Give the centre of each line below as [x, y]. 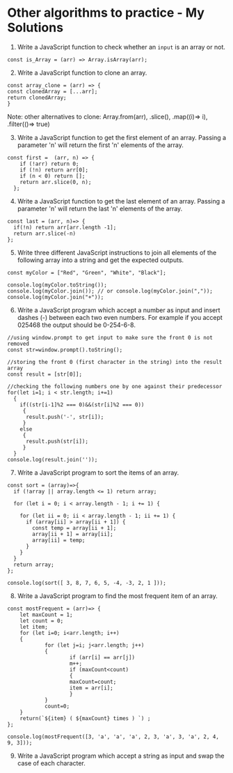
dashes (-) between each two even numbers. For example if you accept [120, 317]
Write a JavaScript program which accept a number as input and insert [119, 310]
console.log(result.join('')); [53, 459]
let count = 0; [42, 621]
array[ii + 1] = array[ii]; [73, 534]
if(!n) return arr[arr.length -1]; [65, 227]
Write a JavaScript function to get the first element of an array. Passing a [122, 137]
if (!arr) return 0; [49, 164]
